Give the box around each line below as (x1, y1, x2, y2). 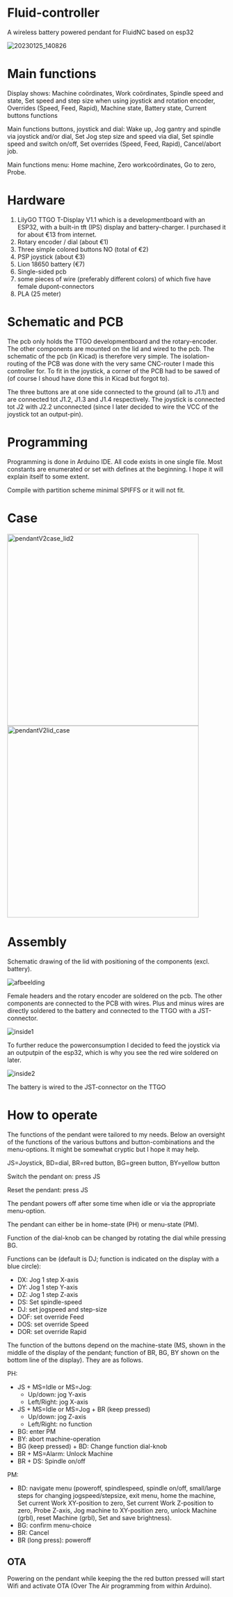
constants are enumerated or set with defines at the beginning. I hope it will (7, 465, 224, 473)
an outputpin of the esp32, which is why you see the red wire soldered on (7, 1048, 218, 1056)
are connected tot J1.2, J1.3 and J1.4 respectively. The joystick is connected (7, 395, 225, 403)
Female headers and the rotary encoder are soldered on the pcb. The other (7, 991, 223, 1000)
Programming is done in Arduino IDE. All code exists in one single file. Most (7, 457, 223, 465)
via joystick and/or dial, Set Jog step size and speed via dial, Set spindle (7, 132, 214, 140)
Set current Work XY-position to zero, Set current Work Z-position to (17, 1499, 214, 1507)
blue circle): (7, 1261, 42, 1270)
